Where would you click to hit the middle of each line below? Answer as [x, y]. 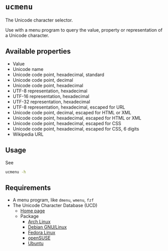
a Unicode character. [27, 35]
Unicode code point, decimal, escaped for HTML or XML [72, 112]
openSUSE [39, 238]
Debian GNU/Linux [47, 227]
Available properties [38, 51]
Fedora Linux [41, 233]
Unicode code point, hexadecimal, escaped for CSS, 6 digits [76, 129]
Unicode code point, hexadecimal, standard [58, 74]
